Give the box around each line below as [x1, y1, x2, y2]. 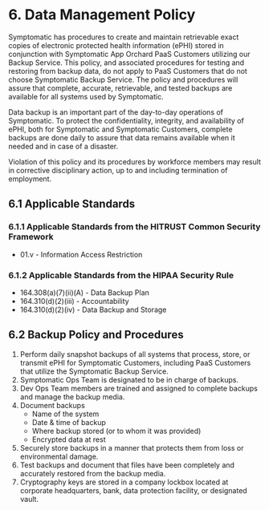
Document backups [19, 400, 86, 410]
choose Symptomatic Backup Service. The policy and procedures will [8, 75, 238, 84]
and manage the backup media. [19, 391, 125, 402]
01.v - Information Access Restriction [19, 249, 143, 259]
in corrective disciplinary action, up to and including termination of [8, 165, 228, 175]
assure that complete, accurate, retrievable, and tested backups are [8, 83, 233, 93]
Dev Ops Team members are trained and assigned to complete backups [19, 383, 259, 393]
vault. [19, 494, 39, 504]
